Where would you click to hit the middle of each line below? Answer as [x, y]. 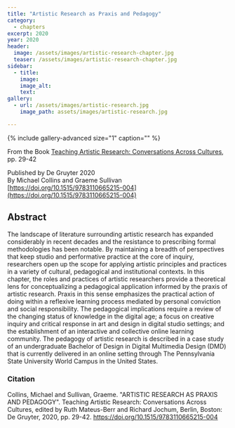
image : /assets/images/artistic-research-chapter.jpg [94, 53]
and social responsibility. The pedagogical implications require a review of [114, 309]
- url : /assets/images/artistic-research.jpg [81, 105]
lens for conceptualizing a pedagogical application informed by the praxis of [117, 286]
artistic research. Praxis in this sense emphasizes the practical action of [111, 294]
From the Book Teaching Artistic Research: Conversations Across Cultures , [116, 151]
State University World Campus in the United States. [83, 361]
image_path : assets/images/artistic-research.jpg [94, 112]
